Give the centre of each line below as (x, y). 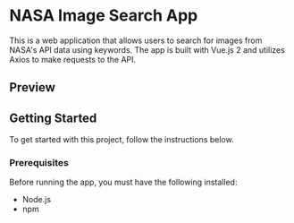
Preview (33, 87)
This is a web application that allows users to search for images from (136, 40)
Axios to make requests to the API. (73, 59)
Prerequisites (39, 163)
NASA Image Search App (104, 16)
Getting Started (53, 118)
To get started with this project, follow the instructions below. (122, 140)
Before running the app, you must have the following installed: (123, 182)
